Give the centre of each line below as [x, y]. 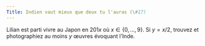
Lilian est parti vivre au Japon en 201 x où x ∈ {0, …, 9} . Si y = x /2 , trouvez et [102, 29]
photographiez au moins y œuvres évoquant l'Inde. [71, 36]
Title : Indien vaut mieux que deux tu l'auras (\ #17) [76, 12]
